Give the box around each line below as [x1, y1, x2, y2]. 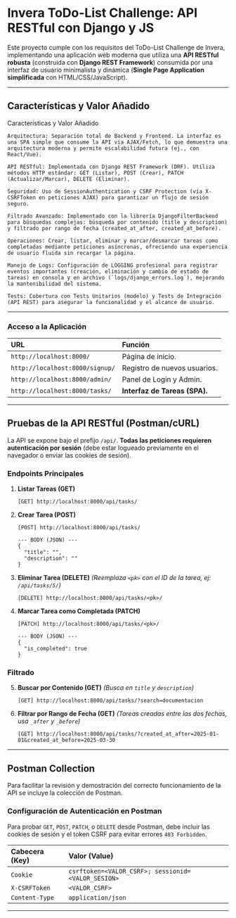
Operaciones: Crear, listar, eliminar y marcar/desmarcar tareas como [7, 237, 218, 244]
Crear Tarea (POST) [17, 510, 76, 519]
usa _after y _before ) [17, 717, 81, 726]
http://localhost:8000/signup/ [11, 364, 116, 372]
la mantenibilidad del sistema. [7, 280, 102, 287]
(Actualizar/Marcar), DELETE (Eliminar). [7, 175, 131, 182]
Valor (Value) [68, 850, 114, 860]
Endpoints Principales [7, 468, 84, 478]
